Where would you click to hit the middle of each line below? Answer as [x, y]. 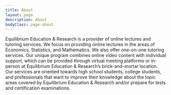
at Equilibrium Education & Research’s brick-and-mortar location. [90, 66]
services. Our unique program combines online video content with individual [86, 55]
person [13, 66]
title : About [19, 10]
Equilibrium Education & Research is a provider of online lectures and [78, 39]
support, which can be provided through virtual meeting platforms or [78, 61]
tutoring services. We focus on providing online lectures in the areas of [80, 45]
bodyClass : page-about [29, 24]
